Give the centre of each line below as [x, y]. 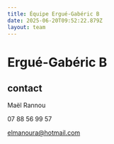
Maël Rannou [27, 105]
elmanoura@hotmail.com [44, 133]
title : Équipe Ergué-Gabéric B [53, 14]
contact [25, 88]
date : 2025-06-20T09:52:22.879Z [55, 21]
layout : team [27, 27]
